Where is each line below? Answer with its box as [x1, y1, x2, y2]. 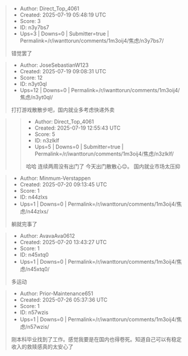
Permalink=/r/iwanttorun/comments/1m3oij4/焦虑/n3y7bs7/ [19, 37, 164, 44]
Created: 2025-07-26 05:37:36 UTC [19, 296, 108, 303]
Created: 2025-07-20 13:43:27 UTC [19, 239, 107, 245]
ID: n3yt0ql [19, 80, 47, 88]
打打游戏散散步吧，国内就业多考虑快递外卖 [11, 106, 115, 113]
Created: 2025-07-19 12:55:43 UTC [34, 124, 121, 131]
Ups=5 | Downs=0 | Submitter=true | [34, 143, 124, 150]
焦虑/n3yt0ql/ [19, 94, 54, 101]
